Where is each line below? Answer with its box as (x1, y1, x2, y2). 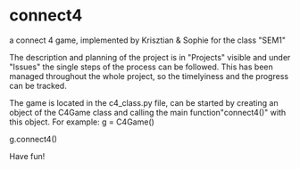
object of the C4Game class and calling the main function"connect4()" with (9, 107, 287, 117)
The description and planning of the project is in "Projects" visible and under (9, 52, 291, 62)
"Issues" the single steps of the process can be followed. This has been (9, 61, 274, 72)
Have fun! (9, 150, 46, 161)
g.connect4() (9, 133, 58, 144)
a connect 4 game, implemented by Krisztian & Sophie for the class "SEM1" (9, 35, 287, 45)
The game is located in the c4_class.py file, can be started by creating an (9, 97, 279, 108)
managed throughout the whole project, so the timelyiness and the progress (9, 70, 288, 81)
